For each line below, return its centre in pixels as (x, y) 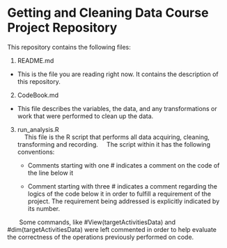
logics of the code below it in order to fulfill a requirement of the (119, 194)
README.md (36, 60)
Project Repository (62, 28)
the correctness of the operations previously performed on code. (101, 237)
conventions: (36, 152)
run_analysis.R (38, 129)
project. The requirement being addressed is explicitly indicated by (124, 201)
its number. (44, 208)
